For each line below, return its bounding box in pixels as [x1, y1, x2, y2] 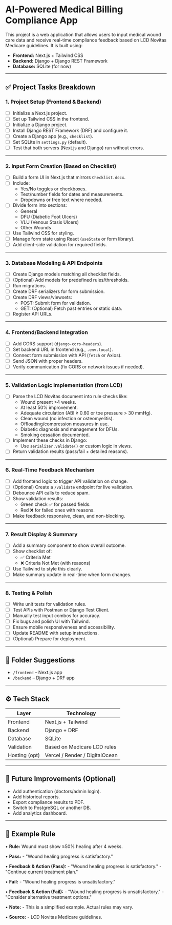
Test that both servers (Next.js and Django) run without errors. [12, 145, 144, 151]
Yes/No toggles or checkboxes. [20, 186, 87, 192]
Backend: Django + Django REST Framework [12, 57, 108, 64]
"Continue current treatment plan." [5, 869, 78, 875]
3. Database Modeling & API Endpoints [5, 259, 103, 266]
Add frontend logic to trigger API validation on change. [12, 478, 128, 484]
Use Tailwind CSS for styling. [12, 230, 74, 236]
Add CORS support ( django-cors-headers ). [12, 340, 102, 347]
